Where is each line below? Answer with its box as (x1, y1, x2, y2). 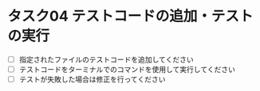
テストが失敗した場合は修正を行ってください (18, 74, 166, 84)
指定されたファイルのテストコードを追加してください (18, 55, 194, 64)
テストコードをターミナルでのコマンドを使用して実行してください (18, 65, 236, 74)
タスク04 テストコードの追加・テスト (7, 7, 254, 25)
